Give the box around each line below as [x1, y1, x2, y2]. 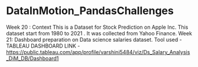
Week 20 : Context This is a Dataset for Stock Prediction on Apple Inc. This [6, 24, 189, 31]
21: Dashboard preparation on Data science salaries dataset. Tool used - [6, 36, 182, 43]
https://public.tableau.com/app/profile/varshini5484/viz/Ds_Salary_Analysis [6, 48, 190, 55]
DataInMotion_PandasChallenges [6, 4, 174, 18]
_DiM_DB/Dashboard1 [6, 55, 59, 62]
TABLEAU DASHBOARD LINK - [6, 42, 80, 49]
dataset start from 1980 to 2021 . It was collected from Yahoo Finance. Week [6, 29, 192, 36]
